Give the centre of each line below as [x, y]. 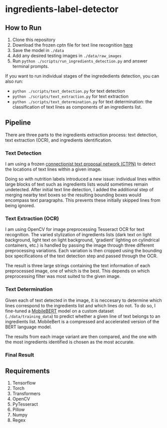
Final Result [20, 355]
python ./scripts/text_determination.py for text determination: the [82, 102]
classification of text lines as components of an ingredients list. [77, 107]
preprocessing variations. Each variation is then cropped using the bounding [83, 251]
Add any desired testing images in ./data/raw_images [67, 56]
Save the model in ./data [38, 50]
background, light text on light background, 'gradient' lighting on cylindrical [83, 240]
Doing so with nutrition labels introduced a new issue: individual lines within [83, 179]
